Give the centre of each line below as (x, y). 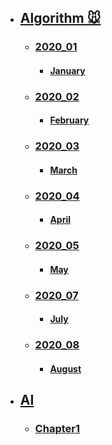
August (65, 369)
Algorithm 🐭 (60, 18)
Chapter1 (57, 429)
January (67, 70)
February (69, 120)
